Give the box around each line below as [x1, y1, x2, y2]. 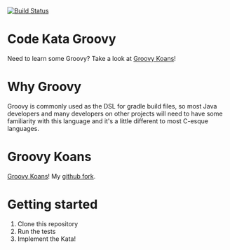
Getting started [7, 197, 98, 212]
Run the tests [17, 227, 56, 235]
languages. [7, 124, 40, 132]
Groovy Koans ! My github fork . [7, 172, 96, 180]
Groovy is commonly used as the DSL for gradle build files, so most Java [7, 102, 217, 110]
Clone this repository [17, 219, 79, 228]
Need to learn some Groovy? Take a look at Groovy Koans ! [7, 54, 177, 62]
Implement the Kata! [17, 235, 76, 243]
